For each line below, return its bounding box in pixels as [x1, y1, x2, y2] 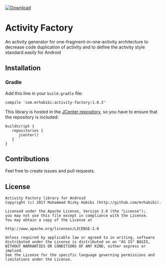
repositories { [11, 128, 43, 133]
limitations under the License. [5, 257, 72, 262]
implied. [5, 248, 23, 253]
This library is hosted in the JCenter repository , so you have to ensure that [5, 108, 158, 114]
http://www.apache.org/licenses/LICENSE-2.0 [5, 226, 99, 231]
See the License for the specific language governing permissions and [5, 252, 155, 257]
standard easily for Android [5, 49, 61, 55]
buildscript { [5, 123, 35, 128]
